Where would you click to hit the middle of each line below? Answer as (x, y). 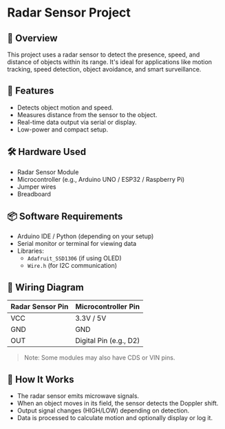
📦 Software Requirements (65, 217)
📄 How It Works (41, 379)
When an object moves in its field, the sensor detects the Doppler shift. (118, 404)
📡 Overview (32, 38)
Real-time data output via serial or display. (77, 122)
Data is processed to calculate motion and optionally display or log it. (115, 418)
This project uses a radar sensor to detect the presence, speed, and (104, 54)
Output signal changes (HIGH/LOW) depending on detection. (103, 410)
